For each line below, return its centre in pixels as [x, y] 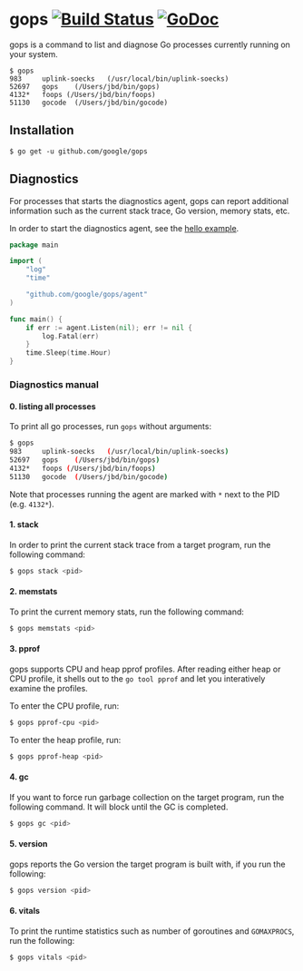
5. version [29, 844]
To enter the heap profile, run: [65, 740]
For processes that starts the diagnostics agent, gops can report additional [149, 201]
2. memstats [34, 592]
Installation [42, 130]
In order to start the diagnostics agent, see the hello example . [124, 228]
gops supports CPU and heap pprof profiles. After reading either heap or [145, 669]
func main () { [36, 319]
